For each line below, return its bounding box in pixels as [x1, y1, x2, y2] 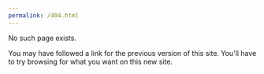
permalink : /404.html [8, 11, 80, 20]
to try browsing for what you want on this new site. [8, 57, 173, 66]
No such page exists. [8, 33, 77, 43]
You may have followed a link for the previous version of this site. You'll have [8, 48, 257, 57]
